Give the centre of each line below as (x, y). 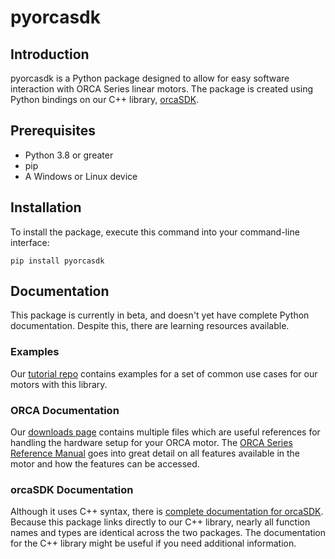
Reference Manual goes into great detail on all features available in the (155, 453)
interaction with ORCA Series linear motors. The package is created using (162, 89)
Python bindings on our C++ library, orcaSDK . (105, 99)
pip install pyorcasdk (57, 261)
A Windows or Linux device (81, 176)
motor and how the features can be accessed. (105, 464)
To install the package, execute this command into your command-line (155, 232)
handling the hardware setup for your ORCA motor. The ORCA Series (151, 443)
